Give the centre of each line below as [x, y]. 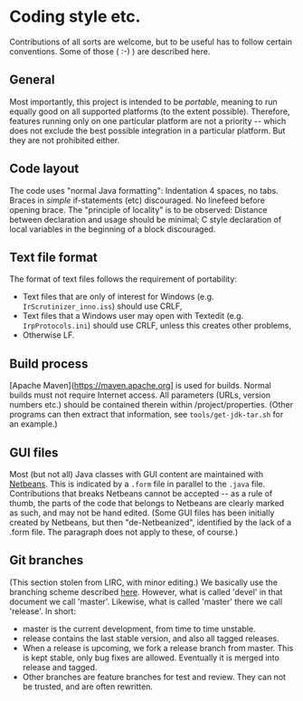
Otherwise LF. [48, 335]
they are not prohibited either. [65, 140]
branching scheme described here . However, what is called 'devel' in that [146, 591]
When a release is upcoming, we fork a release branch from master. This [158, 648]
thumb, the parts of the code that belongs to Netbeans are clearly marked [147, 503]
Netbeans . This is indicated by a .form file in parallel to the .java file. [137, 484]
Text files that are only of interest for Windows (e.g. [118, 297]
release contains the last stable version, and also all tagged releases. [151, 638]
